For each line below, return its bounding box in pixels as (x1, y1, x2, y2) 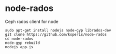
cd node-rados (5, 36, 34, 41)
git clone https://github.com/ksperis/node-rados (5, 32, 107, 37)
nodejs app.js (5, 44, 34, 49)
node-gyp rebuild (5, 40, 40, 45)
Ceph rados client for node (5, 19, 59, 24)
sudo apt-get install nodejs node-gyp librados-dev (5, 28, 111, 32)
